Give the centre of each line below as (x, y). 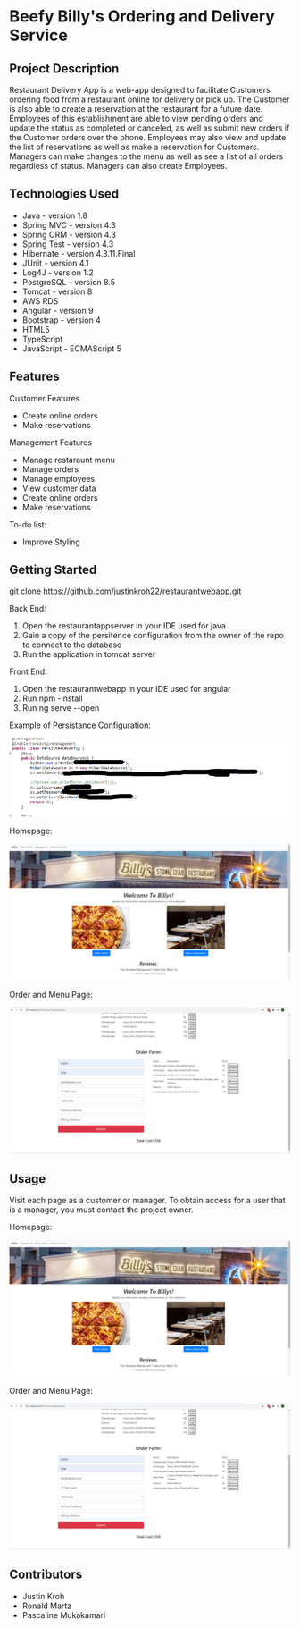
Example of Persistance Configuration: (80, 725)
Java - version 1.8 (54, 215)
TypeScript (42, 339)
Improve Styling (51, 542)
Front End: (28, 671)
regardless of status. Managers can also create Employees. (118, 166)
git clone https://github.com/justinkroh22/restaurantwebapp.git (125, 591)
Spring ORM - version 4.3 (69, 234)
